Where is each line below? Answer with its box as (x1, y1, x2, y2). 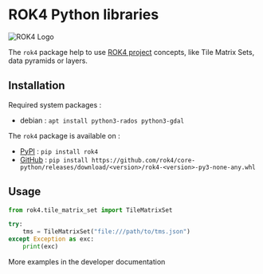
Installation (8, 79, 65, 92)
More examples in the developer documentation (8, 256, 166, 266)
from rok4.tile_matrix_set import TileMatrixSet (8, 205, 173, 214)
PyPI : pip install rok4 (19, 146, 98, 156)
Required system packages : (8, 100, 102, 109)
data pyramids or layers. (8, 56, 88, 65)
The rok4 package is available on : (8, 131, 121, 140)
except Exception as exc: (8, 235, 94, 244)
